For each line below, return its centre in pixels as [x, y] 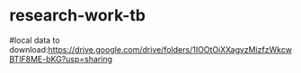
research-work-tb [78, 16]
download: [29, 49]
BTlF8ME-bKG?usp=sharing [61, 59]
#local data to [35, 40]
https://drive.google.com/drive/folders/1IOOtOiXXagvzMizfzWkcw [170, 49]
